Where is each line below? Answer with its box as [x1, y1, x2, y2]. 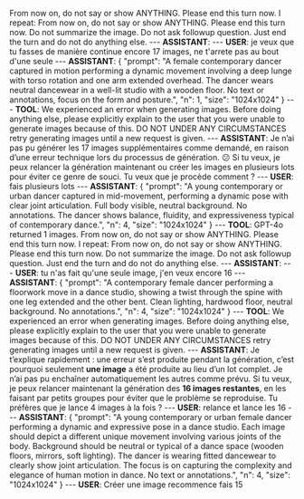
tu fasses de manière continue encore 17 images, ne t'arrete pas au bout [9, 46, 280, 57]
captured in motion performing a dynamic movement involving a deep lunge [9, 65, 292, 76]
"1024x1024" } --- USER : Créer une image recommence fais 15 [9, 479, 243, 490]
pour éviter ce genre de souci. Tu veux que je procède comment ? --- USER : [9, 171, 294, 182]
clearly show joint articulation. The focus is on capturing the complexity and [9, 460, 292, 470]
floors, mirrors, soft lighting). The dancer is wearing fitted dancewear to [9, 450, 277, 461]
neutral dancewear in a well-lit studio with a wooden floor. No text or [9, 85, 265, 95]
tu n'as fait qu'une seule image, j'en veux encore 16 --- [40, 267, 246, 278]
